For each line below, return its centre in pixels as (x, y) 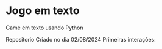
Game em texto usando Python (44, 28)
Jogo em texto (43, 11)
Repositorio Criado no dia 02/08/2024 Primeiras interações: (81, 39)
